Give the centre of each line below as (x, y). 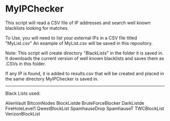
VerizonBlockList (23, 113)
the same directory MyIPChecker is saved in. (52, 79)
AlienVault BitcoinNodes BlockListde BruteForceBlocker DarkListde (75, 103)
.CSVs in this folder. (26, 64)
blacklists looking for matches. (37, 28)
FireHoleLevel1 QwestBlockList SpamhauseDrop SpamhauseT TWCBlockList (85, 108)
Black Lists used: (23, 93)
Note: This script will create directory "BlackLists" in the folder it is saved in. (84, 53)
